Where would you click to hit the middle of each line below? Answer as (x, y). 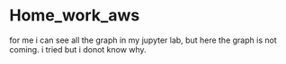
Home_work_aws (75, 16)
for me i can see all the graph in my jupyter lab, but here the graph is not (143, 40)
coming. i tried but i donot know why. (78, 49)
